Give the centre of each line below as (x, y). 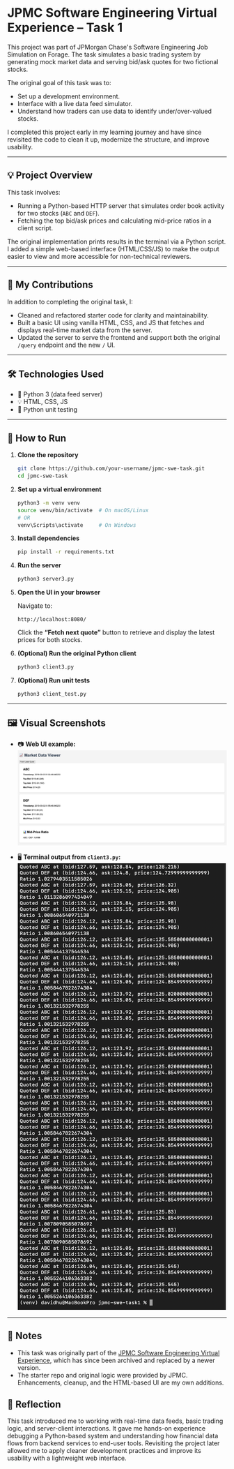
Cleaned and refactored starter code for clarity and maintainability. (113, 315)
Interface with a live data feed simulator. (75, 103)
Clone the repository (48, 455)
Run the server (39, 565)
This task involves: (34, 192)
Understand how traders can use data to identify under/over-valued (115, 111)
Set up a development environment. (69, 96)
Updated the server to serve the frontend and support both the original (119, 337)
